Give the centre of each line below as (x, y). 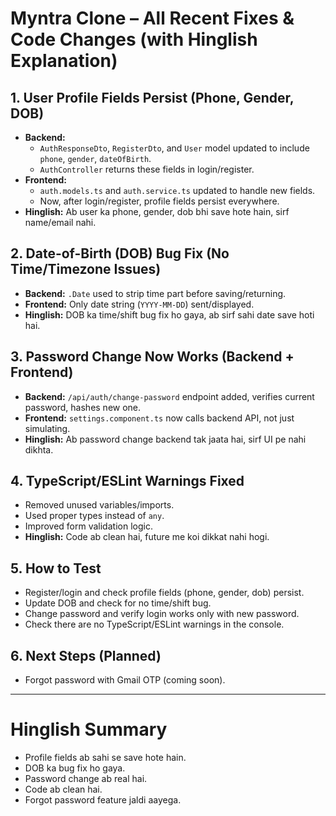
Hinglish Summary (89, 729)
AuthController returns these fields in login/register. (147, 169)
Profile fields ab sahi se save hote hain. (105, 757)
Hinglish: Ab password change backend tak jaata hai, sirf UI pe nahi (165, 439)
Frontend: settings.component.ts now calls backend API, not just (159, 418)
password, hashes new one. (83, 407)
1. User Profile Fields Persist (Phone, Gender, (152, 97)
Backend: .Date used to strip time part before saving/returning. (155, 293)
